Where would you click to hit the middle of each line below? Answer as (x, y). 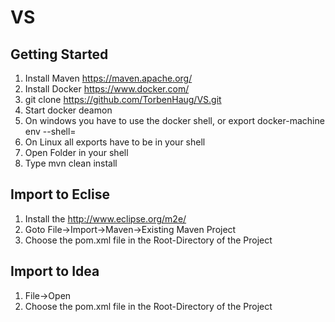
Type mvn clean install (71, 163)
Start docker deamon (68, 110)
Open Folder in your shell (76, 152)
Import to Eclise (60, 194)
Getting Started (59, 54)
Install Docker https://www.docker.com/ (107, 89)
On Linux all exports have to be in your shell (115, 142)
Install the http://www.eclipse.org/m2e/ (105, 218)
